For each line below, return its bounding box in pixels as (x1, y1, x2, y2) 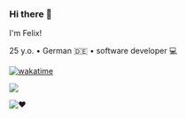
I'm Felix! (9, 28, 43, 39)
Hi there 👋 (9, 8, 53, 20)
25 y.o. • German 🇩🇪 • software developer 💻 (9, 46, 178, 56)
